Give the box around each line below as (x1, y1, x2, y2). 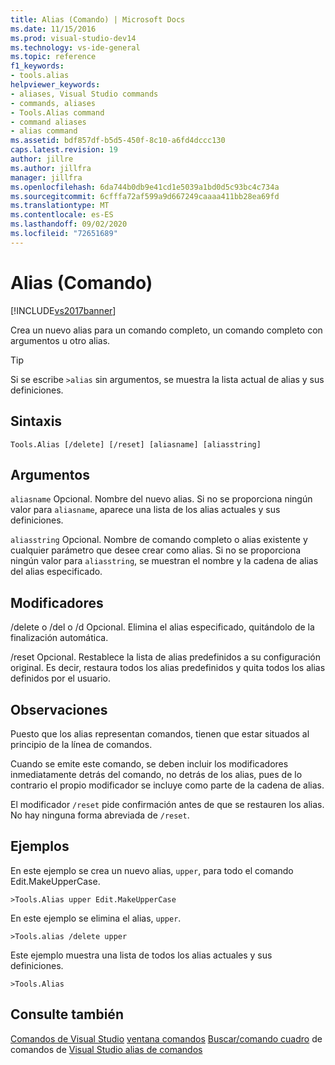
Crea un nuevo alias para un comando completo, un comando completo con (10, 324, 323, 336)
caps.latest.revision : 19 (10, 145, 118, 155)
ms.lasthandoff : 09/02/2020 (10, 219, 128, 230)
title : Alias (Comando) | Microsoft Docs (10, 14, 186, 25)
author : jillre (10, 154, 74, 164)
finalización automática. (10, 632, 109, 644)
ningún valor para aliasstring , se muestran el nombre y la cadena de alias (10, 555, 319, 567)
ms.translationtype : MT (10, 201, 110, 211)
